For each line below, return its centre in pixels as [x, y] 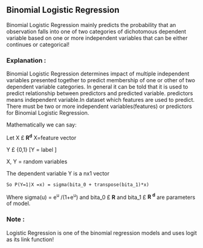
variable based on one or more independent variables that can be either [97, 38]
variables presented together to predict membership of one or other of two [101, 80]
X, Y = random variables [37, 161]
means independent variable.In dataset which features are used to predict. [101, 100]
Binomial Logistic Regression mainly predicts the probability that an [91, 25]
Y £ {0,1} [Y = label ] [32, 149]
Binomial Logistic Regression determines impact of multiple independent [98, 74]
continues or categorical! [38, 44]
